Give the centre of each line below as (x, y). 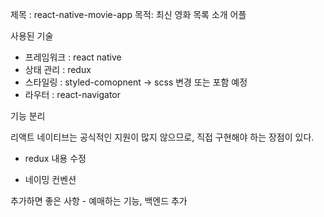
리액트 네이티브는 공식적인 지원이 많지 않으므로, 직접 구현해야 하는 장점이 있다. (162, 137)
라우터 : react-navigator (73, 94)
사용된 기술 (32, 36)
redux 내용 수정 (55, 158)
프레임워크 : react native (73, 57)
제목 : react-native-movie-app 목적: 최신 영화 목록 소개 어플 (128, 14)
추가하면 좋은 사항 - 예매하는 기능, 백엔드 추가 (99, 201)
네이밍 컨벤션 (50, 179)
